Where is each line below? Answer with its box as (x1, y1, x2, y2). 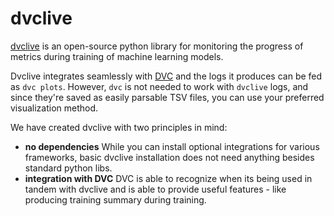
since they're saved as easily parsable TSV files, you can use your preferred (10, 91, 325, 103)
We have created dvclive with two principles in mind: (10, 121, 228, 133)
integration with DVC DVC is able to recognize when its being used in (24, 172, 313, 184)
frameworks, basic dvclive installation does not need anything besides (24, 151, 315, 163)
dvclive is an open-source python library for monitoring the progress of (10, 40, 304, 52)
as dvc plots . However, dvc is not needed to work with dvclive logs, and (10, 80, 309, 92)
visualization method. (10, 102, 99, 114)
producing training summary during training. (24, 193, 207, 206)
